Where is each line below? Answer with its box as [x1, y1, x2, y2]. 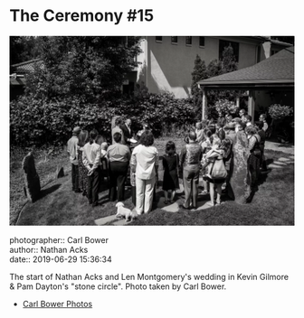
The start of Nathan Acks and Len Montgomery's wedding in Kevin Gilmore [9, 271, 290, 282]
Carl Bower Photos [22, 298, 93, 309]
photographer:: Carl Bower [9, 234, 109, 245]
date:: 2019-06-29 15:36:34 [9, 254, 112, 265]
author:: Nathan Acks [9, 244, 89, 255]
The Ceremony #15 [9, 5, 155, 26]
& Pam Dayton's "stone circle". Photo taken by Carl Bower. [9, 281, 227, 292]
